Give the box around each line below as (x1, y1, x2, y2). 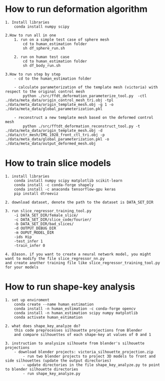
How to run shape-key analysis (5, 281, 135, 292)
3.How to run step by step (5, 72, 61, 77)
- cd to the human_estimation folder (14, 76, 92, 81)
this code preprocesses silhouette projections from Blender (14, 328, 142, 333)
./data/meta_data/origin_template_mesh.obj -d (5, 128, 103, 133)
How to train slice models (5, 157, 111, 169)
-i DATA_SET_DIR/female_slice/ (14, 213, 79, 218)
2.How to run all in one (5, 33, 56, 38)
